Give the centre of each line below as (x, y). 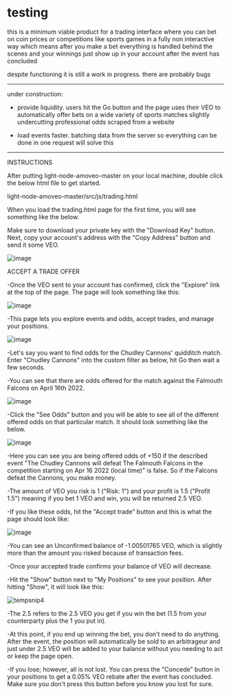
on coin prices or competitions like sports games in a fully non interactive (111, 38)
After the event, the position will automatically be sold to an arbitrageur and (114, 641)
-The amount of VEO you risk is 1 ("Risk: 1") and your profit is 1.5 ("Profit (109, 491)
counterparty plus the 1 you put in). (57, 621)
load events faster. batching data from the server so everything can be (117, 135)
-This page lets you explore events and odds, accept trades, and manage (111, 318)
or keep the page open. (40, 656)
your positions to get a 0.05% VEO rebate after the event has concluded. (110, 676)
